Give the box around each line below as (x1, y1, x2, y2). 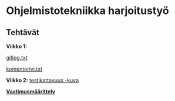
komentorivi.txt (6, 65, 43, 72)
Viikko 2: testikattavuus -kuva (6, 77, 79, 83)
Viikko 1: (6, 43, 28, 50)
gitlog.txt (6, 54, 28, 61)
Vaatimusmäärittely (6, 88, 56, 95)
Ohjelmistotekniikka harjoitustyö (6, 4, 169, 18)
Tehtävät (6, 27, 39, 37)
